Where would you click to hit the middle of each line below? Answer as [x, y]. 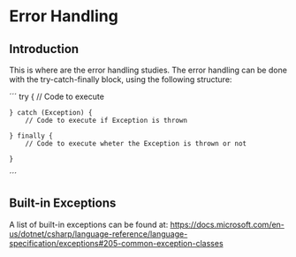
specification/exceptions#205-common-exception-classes [116, 243]
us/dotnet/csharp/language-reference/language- [99, 234]
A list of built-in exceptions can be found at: [89, 224]
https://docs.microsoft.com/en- [228, 224]
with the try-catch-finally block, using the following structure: [121, 79]
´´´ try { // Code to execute [57, 96]
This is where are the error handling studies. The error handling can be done [148, 70]
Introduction [44, 49]
